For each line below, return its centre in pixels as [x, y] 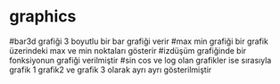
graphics [43, 17]
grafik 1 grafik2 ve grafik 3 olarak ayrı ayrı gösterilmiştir [111, 70]
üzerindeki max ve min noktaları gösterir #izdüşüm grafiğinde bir [128, 50]
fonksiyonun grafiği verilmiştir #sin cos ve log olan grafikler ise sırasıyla [140, 60]
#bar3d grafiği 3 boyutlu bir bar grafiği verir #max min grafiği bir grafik [139, 41]
